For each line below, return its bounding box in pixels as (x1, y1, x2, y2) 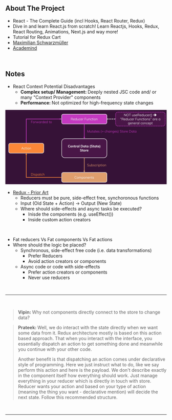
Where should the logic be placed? (12, 242, 87, 248)
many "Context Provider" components (20, 94, 101, 100)
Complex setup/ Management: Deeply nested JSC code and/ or (20, 89, 157, 95)
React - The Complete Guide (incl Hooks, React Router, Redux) (12, 17, 145, 24)
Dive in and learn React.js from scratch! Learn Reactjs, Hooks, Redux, (12, 23, 160, 29)
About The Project (5, 4, 65, 13)
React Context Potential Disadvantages (12, 83, 96, 89)
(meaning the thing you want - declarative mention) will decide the (17, 389, 159, 395)
